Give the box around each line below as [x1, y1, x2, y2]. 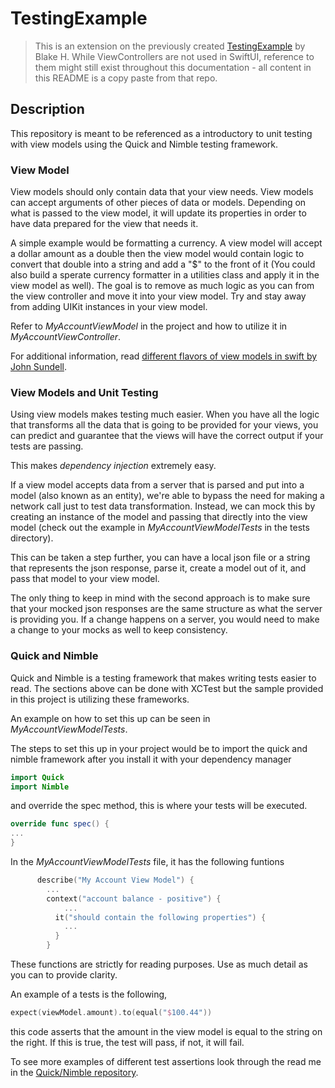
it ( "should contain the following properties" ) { [54, 912, 267, 922]
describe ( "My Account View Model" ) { [36, 875, 195, 886]
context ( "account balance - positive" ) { [46, 893, 222, 904]
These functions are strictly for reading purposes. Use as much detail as [10, 958, 308, 971]
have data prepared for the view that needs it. [10, 218, 199, 230]
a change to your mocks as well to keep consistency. [10, 624, 228, 636]
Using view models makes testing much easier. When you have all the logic [10, 408, 320, 421]
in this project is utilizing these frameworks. [10, 693, 190, 705]
